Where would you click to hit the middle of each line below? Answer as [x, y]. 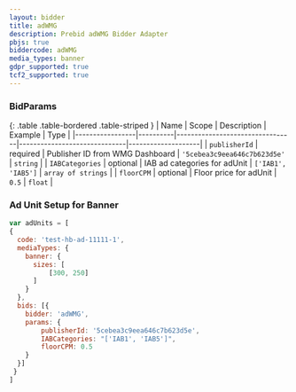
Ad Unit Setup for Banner [64, 205]
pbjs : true [29, 42]
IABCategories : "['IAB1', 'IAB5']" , [109, 339]
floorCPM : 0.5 [67, 347]
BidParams [33, 106]
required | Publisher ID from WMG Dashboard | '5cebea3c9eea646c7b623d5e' [147, 154]
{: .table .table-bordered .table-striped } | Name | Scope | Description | [138, 126]
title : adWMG [33, 26]
